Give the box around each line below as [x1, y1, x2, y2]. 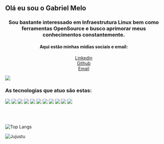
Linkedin [75, 55, 93, 61]
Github [77, 60, 91, 66]
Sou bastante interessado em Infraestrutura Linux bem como [8, 19, 159, 26]
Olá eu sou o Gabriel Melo [5, 4, 86, 12]
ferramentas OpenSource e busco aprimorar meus [21, 25, 146, 32]
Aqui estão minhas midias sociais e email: [39, 43, 128, 49]
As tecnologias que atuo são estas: [5, 87, 92, 94]
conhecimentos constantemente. [42, 31, 125, 38]
